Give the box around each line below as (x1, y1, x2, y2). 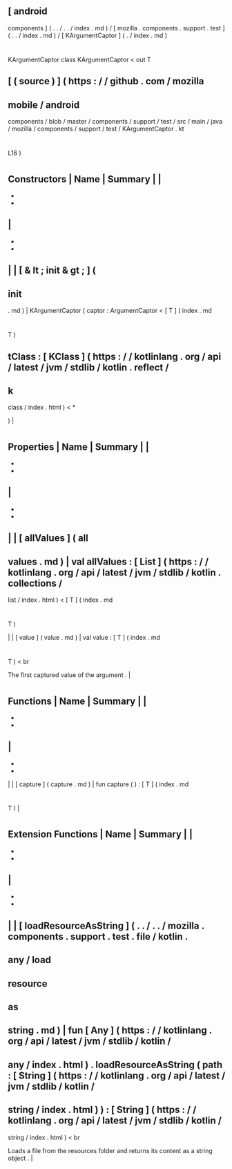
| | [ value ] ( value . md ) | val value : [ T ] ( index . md (8, 634, 161, 642)
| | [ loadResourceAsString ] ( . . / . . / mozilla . (8, 920, 204, 931)
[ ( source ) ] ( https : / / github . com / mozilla (8, 75, 204, 87)
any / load (8, 954, 51, 966)
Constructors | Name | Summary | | (8, 173, 162, 185)
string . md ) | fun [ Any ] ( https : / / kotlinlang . (8, 1025, 213, 1036)
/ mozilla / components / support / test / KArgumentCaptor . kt (8, 124, 185, 133)
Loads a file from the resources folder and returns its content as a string (8, 1146, 213, 1154)
